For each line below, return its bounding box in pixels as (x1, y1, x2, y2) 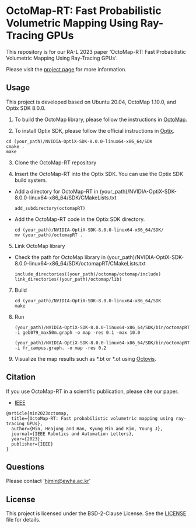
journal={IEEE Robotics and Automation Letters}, (11, 431, 134, 437)
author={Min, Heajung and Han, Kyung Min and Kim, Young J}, (11, 426, 163, 432)
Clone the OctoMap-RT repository (14, 159, 97, 166)
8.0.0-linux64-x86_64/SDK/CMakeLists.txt (14, 194, 117, 201)
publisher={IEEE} (11, 441, 54, 447)
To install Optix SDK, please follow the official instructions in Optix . (14, 127, 175, 134)
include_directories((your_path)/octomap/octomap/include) (14, 271, 162, 277)
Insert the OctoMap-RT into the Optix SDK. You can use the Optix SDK (14, 170, 184, 177)
